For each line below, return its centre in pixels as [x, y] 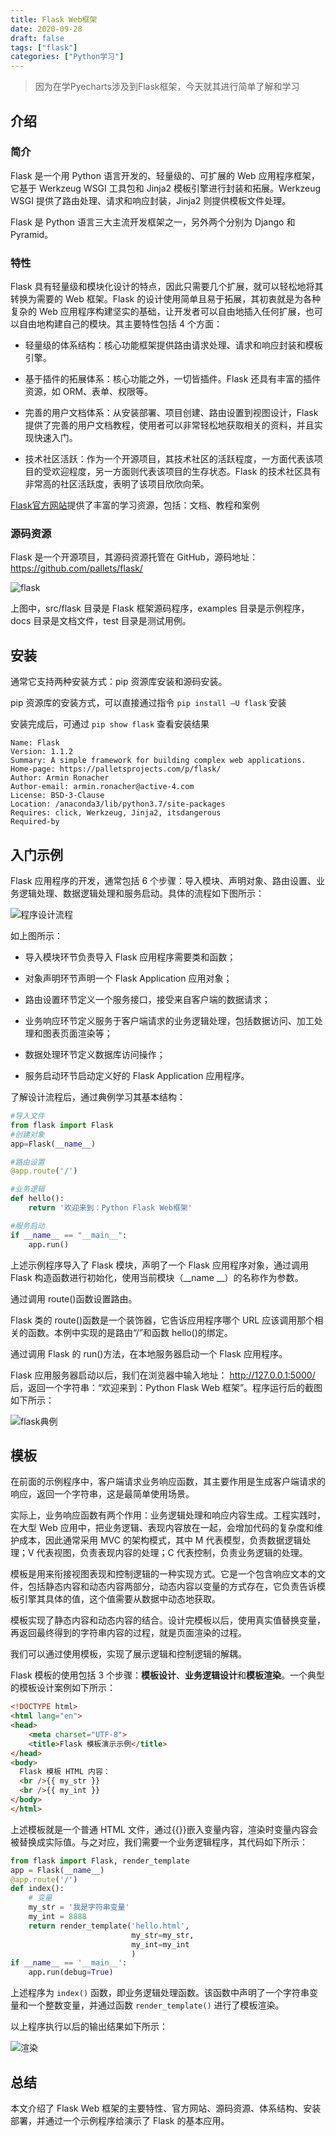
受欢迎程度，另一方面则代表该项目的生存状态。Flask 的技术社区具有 [182, 472]
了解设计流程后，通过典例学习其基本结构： [98, 1097]
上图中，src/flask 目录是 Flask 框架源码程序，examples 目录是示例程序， [160, 608]
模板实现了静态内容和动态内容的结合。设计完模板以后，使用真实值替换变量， [168, 1620]
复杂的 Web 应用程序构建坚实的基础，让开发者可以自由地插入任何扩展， [158, 312]
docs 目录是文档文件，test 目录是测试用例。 [101, 621]
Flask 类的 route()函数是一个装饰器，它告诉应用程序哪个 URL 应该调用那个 [162, 1320]
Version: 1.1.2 [42, 752]
